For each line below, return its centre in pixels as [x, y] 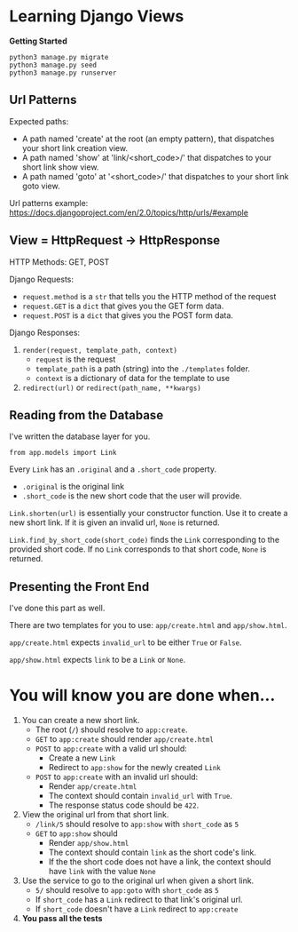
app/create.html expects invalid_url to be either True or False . [125, 642]
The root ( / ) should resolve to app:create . [111, 729]
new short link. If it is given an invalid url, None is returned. [114, 522]
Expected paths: [39, 121]
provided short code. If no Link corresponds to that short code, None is [138, 549]
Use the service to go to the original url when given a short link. [138, 880]
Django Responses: [45, 332]
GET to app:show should [76, 833]
